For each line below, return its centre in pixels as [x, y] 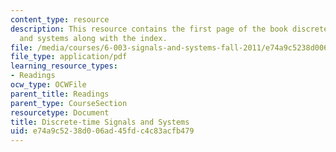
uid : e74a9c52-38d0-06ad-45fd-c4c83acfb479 [102, 131]
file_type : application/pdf [69, 57]
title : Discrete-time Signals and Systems [100, 122]
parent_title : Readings [60, 94]
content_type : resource [60, 19]
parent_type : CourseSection [69, 103]
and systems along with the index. [93, 38]
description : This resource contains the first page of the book [149, 29]
